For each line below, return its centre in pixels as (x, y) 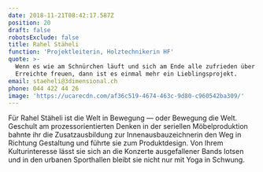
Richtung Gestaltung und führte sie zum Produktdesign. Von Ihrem (116, 143)
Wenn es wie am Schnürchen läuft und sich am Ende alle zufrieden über (135, 67)
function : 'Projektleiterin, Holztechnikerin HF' (91, 52)
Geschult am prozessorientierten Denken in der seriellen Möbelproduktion (128, 126)
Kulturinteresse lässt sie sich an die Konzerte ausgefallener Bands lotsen (126, 152)
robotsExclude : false (44, 37)
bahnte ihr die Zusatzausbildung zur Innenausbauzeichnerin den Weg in (125, 135)
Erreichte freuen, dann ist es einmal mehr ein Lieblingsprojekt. (126, 74)
